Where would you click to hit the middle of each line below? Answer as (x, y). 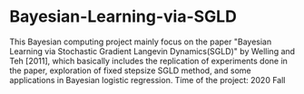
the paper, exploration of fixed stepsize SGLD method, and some (130, 70)
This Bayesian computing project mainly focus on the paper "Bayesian (141, 42)
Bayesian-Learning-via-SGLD (123, 17)
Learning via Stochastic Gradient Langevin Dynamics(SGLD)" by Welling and (152, 51)
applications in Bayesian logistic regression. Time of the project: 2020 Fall (147, 80)
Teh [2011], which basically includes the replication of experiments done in (149, 61)
